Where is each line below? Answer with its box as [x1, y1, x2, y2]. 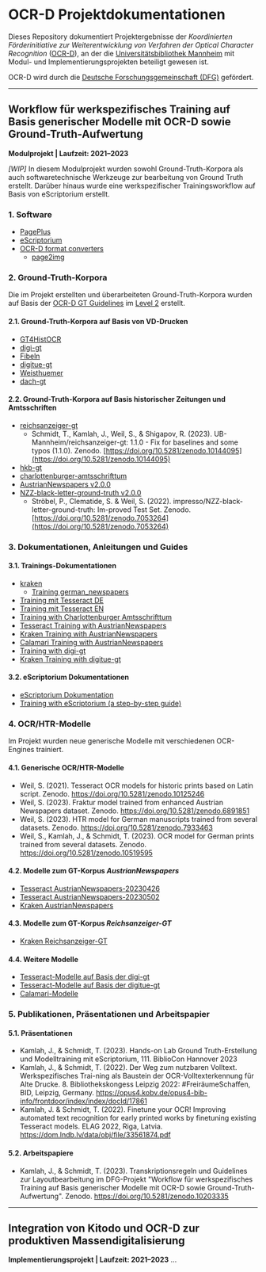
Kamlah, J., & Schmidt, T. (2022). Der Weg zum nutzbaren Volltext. [19, 1063, 237, 1072]
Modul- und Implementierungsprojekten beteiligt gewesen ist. [8, 57, 210, 67]
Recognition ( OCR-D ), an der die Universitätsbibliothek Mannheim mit [8, 48, 235, 58]
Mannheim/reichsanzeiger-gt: [31, 437, 129, 447]
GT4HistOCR [19, 334, 62, 344]
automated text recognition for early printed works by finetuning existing [19, 1113, 256, 1123]
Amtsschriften [8, 403, 57, 413]
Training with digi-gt [19, 646, 86, 655]
